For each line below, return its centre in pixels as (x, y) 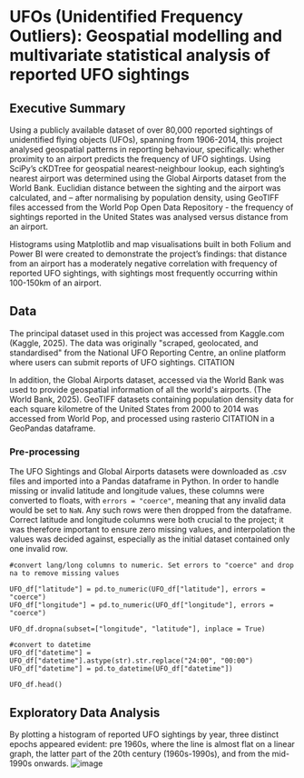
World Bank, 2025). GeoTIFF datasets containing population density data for (152, 399)
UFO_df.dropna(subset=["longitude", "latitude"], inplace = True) (137, 629)
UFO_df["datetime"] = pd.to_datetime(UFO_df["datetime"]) (121, 669)
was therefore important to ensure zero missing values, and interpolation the (152, 530)
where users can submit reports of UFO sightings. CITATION (122, 362)
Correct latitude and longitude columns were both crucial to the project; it (147, 520)
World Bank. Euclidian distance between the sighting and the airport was (145, 188)
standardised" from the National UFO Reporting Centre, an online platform (147, 353)
